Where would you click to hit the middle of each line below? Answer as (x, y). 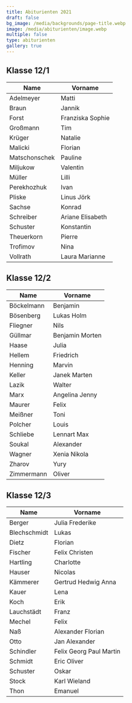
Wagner (21, 454)
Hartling (21, 562)
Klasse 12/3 (29, 495)
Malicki (19, 147)
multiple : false (27, 35)
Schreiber (23, 217)
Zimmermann (28, 474)
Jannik (70, 108)
